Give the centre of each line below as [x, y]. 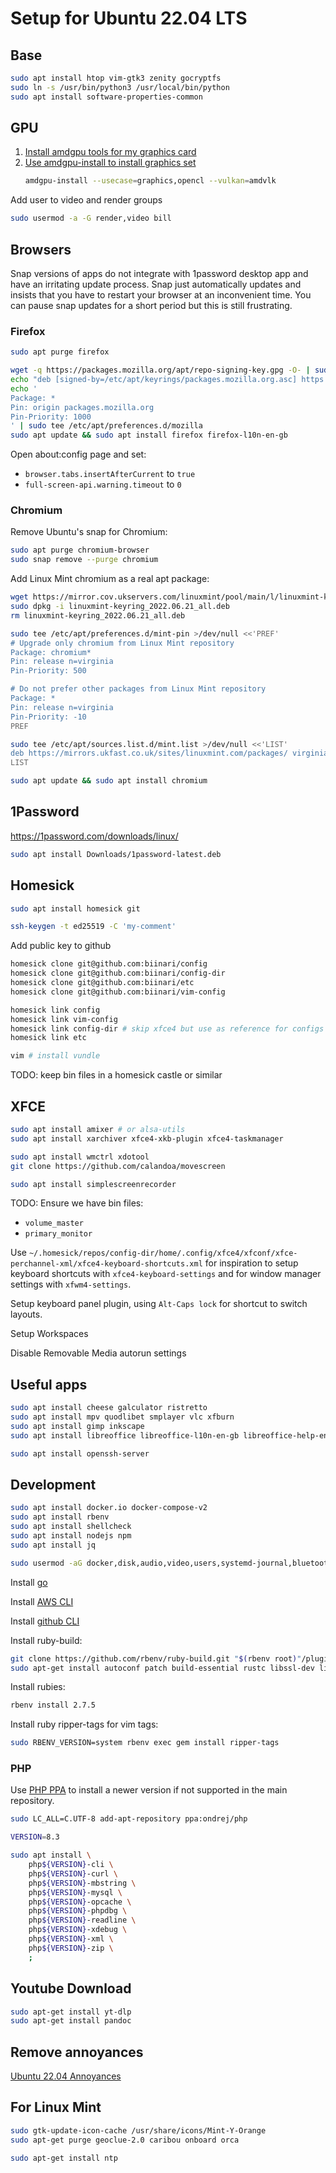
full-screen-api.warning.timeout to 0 [103, 484]
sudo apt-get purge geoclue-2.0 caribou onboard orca [125, 2140]
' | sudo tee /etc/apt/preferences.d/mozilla [106, 426]
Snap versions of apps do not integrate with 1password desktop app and [159, 273]
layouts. [26, 1314]
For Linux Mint [56, 2107]
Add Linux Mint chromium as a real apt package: [110, 579]
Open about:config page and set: [78, 454]
